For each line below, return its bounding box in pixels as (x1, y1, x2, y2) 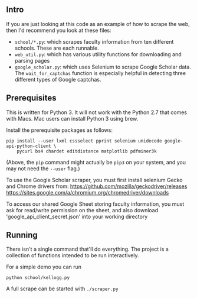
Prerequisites (6, 93, 57, 103)
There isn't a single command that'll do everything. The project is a (6, 245, 169, 253)
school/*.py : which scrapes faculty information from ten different (14, 38, 174, 45)
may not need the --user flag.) (6, 165, 81, 172)
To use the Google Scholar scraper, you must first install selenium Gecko (6, 176, 183, 183)
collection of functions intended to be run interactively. (6, 252, 139, 259)
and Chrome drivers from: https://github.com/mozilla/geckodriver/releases (6, 183, 188, 190)
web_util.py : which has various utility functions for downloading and (14, 50, 182, 58)
